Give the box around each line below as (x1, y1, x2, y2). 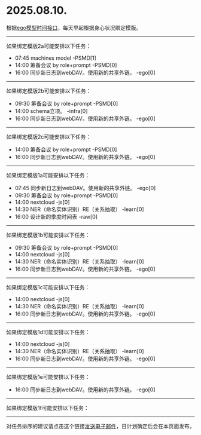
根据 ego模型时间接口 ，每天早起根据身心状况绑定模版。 (6, 24, 142, 31)
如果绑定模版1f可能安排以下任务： (6, 404, 89, 411)
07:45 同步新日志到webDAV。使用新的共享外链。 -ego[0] (14, 184, 156, 191)
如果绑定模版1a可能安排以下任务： (6, 171, 90, 179)
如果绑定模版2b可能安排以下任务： (6, 87, 92, 94)
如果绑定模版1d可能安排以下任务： (6, 328, 91, 335)
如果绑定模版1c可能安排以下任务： (6, 283, 90, 290)
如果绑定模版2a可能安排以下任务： (6, 42, 92, 50)
